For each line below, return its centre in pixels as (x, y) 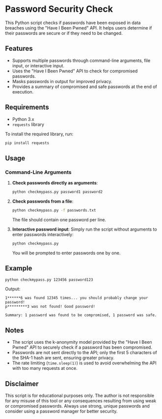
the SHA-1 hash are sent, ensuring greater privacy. (63, 358)
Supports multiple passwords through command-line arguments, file (81, 60)
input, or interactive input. (38, 65)
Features (19, 48)
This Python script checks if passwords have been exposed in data (73, 23)
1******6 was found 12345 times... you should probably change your (77, 298)
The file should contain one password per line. (59, 219)
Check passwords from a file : (43, 201)
